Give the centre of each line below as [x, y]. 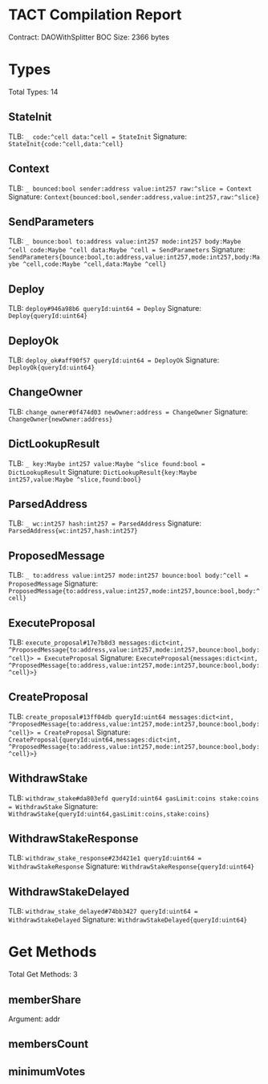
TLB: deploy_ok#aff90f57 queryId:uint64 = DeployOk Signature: [114, 360]
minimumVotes [47, 1072]
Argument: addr [35, 1019]
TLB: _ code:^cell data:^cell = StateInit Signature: [97, 136]
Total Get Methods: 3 [43, 975]
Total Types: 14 [33, 92]
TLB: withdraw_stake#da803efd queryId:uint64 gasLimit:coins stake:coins [134, 798]
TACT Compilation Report [95, 15]
